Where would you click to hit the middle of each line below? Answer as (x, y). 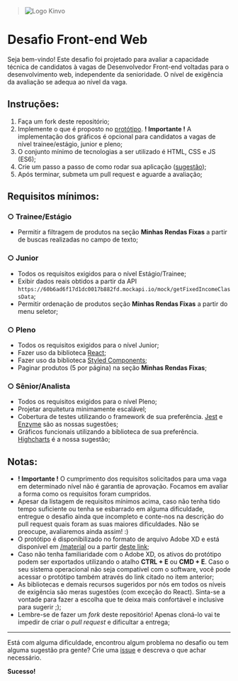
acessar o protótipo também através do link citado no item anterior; (116, 577)
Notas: (22, 462)
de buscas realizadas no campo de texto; (78, 240)
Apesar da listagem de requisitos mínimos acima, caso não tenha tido (119, 501)
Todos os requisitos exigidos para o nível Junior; (88, 345)
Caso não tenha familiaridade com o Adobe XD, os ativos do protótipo (119, 555)
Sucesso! (22, 672)
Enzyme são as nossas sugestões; (68, 424)
